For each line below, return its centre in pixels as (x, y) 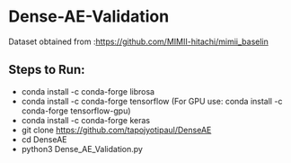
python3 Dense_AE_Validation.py (82, 149)
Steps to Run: (47, 70)
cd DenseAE (44, 139)
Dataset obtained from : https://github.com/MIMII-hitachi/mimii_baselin (138, 41)
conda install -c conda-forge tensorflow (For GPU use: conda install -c (152, 101)
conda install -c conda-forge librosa (88, 91)
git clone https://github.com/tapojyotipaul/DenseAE (116, 130)
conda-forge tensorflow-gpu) (76, 111)
